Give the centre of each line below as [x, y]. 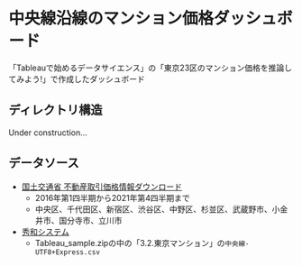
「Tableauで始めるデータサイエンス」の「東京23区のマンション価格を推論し [151, 68]
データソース [44, 163]
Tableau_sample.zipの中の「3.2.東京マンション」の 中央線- [142, 243]
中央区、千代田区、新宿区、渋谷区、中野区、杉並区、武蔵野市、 [153, 209]
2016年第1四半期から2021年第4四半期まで [112, 197]
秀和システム [45, 232]
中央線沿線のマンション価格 [111, 18]
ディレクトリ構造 [55, 110]
